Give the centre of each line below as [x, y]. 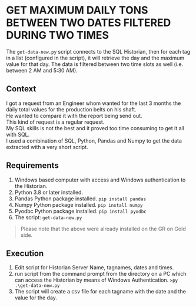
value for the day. [36, 298]
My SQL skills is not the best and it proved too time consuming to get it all [95, 128]
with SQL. [18, 134]
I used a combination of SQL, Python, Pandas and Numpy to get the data [94, 141]
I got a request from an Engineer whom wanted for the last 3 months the [94, 103]
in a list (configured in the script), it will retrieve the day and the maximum [95, 58]
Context [21, 89]
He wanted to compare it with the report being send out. [74, 115]
